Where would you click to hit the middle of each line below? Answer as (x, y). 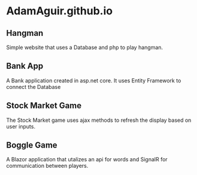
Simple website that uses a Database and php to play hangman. (85, 47)
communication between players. (47, 166)
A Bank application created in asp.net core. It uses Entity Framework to (94, 80)
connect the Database (34, 87)
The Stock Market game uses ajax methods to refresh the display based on (99, 120)
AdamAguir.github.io (59, 11)
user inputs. (21, 126)
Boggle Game (32, 145)
